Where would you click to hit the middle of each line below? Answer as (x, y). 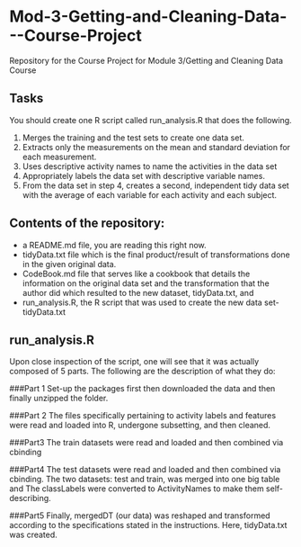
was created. (34, 535)
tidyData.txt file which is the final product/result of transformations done (156, 255)
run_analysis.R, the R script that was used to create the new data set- (151, 302)
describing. (30, 498)
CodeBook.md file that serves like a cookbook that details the (136, 273)
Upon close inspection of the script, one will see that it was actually (134, 362)
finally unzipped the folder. (59, 399)
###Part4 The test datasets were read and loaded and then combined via (145, 470)
